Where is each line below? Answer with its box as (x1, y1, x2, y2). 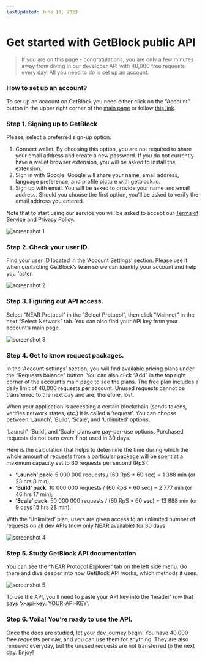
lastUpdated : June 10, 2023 (6, 9, 78, 15)
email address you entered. (15, 197, 84, 205)
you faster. (6, 270, 34, 277)
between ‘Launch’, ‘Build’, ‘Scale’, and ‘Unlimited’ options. (6, 416, 151, 423)
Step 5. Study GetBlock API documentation (6, 549, 136, 557)
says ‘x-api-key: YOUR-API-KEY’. (6, 600, 90, 607)
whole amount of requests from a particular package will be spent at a (6, 453, 184, 460)
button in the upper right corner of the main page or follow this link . (6, 104, 176, 111)
